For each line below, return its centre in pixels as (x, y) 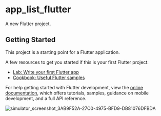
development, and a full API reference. (46, 98)
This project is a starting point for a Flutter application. (63, 52)
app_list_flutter (38, 9)
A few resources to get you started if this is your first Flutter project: (77, 62)
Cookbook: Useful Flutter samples (49, 78)
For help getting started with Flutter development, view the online (74, 87)
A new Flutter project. (28, 24)
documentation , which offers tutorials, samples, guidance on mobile (77, 93)
